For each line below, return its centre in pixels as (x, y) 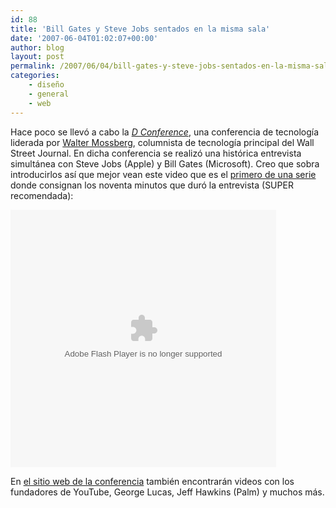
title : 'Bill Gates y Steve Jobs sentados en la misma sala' (140, 29)
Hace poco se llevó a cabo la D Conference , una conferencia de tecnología (165, 132)
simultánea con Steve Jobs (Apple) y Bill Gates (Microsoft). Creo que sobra (165, 163)
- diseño (46, 85)
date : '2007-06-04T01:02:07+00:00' (84, 38)
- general (49, 94)
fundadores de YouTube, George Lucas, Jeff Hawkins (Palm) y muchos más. (167, 492)
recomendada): (42, 195)
